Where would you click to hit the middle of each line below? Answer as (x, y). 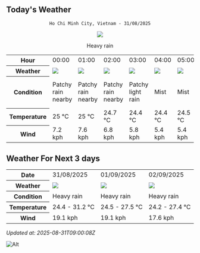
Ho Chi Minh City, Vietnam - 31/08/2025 (100, 23)
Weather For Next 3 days (53, 158)
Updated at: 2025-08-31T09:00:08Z (51, 233)
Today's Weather (39, 10)
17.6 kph (161, 217)
